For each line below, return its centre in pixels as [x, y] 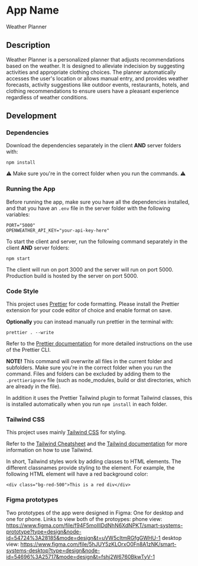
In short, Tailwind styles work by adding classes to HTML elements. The [94, 461]
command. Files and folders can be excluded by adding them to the [88, 374]
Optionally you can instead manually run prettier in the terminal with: [90, 322]
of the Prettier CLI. [29, 350]
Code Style [22, 291]
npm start [18, 258]
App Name [33, 10]
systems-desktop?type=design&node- [53, 550]
